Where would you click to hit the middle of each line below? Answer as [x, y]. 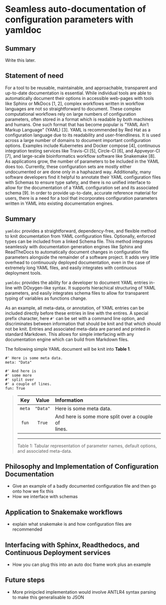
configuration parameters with [69, 20]
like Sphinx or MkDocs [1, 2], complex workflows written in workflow [75, 103]
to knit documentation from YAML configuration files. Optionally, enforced [80, 236]
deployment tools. [23, 273]
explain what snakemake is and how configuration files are [72, 524]
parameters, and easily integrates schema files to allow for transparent [77, 293]
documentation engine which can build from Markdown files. [67, 339]
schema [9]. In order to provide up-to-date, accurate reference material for [81, 193]
